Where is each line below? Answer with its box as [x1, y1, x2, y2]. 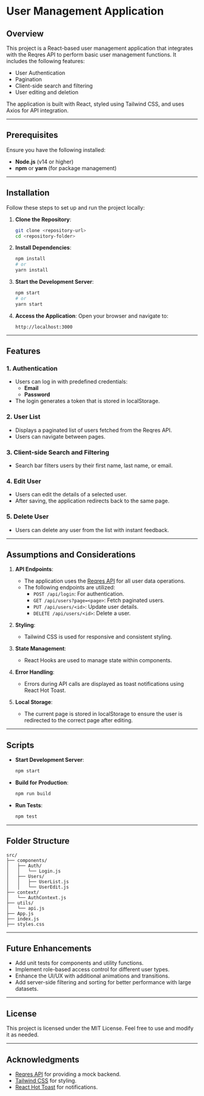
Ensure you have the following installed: [6, 146, 106, 153]
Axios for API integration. [6, 107, 69, 114]
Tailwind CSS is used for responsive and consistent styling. [24, 633, 172, 640]
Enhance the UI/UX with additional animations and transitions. [15, 972, 170, 979]
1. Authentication [6, 364, 58, 372]
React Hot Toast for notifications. [15, 1083, 98, 1091]
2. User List [6, 413, 41, 421]
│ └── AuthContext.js [6, 894, 67, 900]
